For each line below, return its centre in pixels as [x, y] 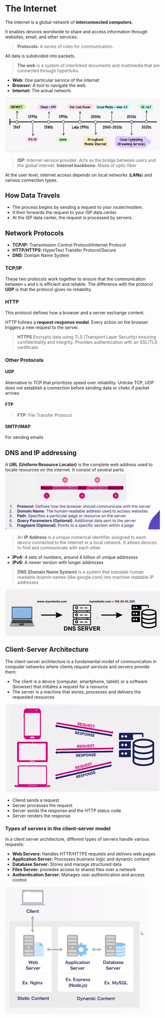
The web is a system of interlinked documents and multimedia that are [88, 65]
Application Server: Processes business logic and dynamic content [81, 859]
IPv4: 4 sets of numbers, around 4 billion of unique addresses [75, 557]
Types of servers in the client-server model [58, 829]
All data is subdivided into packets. [41, 56]
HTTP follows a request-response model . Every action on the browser [77, 322]
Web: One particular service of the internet [56, 80]
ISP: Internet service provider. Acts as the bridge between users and [86, 160]
